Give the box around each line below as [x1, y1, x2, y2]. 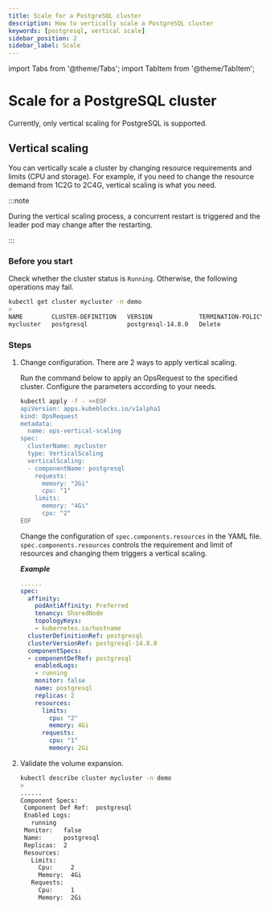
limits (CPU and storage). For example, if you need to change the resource [8, 171, 255, 181]
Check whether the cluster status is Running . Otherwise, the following [8, 274, 238, 284]
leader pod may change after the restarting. [8, 219, 153, 229]
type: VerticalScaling [27, 449, 104, 458]
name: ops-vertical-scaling [27, 427, 122, 435]
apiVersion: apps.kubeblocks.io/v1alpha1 [19, 404, 161, 412]
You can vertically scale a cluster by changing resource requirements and [8, 162, 252, 173]
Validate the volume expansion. [19, 758, 125, 768]
